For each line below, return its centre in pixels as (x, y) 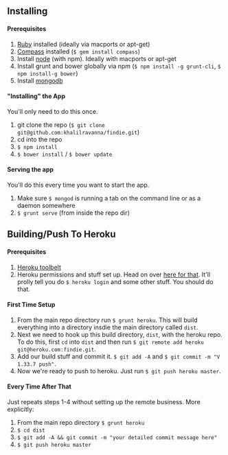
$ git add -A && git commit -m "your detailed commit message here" (117, 438)
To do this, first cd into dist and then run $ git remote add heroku (110, 342)
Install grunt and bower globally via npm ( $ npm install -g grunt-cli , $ (119, 66)
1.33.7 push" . (36, 364)
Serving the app (30, 170)
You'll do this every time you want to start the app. (78, 185)
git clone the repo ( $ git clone (61, 125)
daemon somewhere (46, 206)
